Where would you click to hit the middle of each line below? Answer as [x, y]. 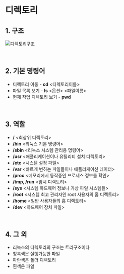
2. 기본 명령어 [25, 71]
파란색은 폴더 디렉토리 [34, 260]
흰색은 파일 [23, 266]
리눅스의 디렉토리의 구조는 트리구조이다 [51, 247]
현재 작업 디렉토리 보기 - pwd [42, 97]
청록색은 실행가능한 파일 [36, 254]
